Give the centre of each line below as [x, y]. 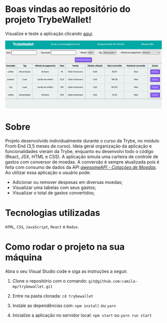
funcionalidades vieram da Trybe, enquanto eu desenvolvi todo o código [80, 151]
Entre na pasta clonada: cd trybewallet [53, 296]
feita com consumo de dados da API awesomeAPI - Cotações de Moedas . [81, 167]
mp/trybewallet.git [33, 287]
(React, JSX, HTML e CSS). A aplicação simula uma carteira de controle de [82, 157]
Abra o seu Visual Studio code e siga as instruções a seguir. [67, 271]
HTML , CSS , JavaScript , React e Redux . [42, 227]
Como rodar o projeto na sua [65, 247]
